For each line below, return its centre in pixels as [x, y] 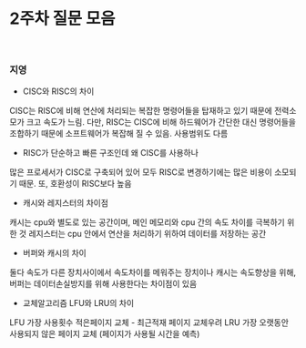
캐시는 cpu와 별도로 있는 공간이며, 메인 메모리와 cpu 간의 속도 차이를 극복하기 [147, 222]
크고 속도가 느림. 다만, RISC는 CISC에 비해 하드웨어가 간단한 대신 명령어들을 [161, 122]
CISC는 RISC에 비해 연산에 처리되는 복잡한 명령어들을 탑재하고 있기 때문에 [141, 111]
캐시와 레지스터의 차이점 [66, 203]
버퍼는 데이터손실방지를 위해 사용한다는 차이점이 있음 [103, 284]
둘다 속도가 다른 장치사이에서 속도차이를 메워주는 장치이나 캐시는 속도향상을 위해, [153, 272]
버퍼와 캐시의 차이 [54, 253]
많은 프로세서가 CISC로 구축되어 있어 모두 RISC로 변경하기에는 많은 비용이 [141, 172]
